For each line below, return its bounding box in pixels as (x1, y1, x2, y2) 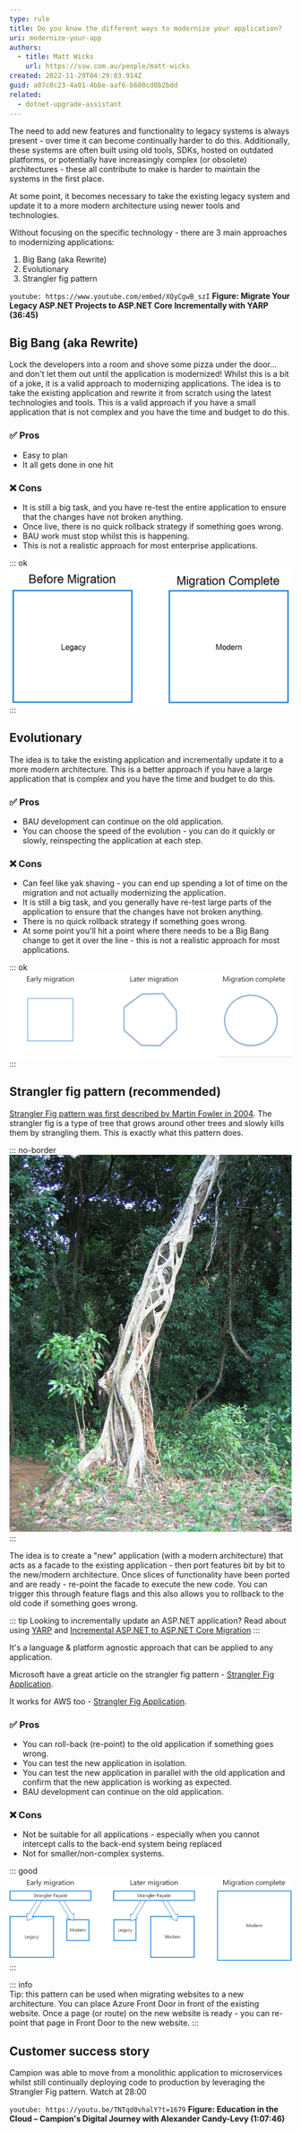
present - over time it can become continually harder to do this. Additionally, (9, 135, 290, 145)
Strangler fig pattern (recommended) (9, 1084, 221, 1099)
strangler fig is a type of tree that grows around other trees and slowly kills (9, 1117, 285, 1128)
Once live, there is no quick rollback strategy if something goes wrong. (21, 520, 284, 531)
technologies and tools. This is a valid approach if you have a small (9, 398, 257, 408)
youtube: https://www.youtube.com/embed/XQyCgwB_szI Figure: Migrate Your (9, 290, 290, 301)
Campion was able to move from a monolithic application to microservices (9, 2067, 283, 2078)
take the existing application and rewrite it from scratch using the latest (9, 388, 271, 398)
